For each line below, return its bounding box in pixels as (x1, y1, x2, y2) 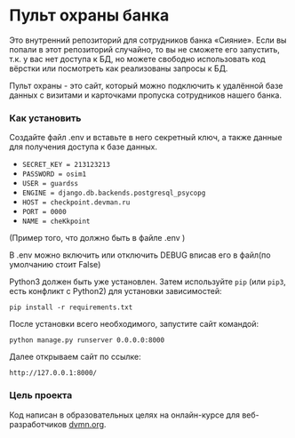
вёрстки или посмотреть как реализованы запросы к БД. (9, 63, 228, 74)
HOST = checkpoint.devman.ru (21, 198, 131, 207)
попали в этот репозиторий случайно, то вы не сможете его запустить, (9, 44, 280, 54)
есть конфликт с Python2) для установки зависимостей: (9, 286, 222, 297)
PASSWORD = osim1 (21, 170, 87, 179)
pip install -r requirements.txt (9, 303, 133, 312)
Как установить (9, 112, 82, 124)
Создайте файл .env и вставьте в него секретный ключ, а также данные (9, 132, 283, 143)
